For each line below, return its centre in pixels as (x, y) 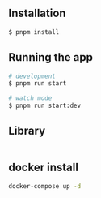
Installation (37, 13)
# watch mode (30, 98)
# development (32, 76)
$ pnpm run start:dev (45, 106)
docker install (44, 168)
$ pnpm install (34, 32)
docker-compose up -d (45, 186)
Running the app (50, 57)
